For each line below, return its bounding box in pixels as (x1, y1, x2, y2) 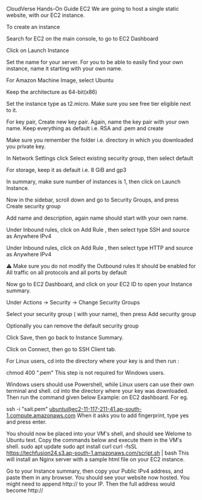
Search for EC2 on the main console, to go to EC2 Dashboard (6, 35, 159, 42)
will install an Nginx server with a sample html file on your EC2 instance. (6, 456, 185, 462)
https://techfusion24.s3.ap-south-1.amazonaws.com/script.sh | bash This (6, 449, 189, 456)
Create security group (6, 203, 62, 209)
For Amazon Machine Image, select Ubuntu (6, 77, 114, 84)
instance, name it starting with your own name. (6, 65, 123, 72)
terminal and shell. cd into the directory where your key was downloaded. (6, 387, 189, 394)
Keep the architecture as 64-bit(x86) (6, 88, 98, 96)
